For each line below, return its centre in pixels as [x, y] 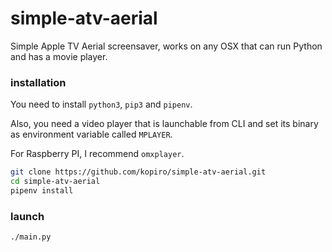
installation [38, 82]
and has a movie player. [59, 56]
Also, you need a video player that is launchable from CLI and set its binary [164, 124]
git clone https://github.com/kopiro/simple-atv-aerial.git [138, 172]
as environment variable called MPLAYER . [91, 134]
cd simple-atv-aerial [55, 182]
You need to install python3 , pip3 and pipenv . [101, 104]
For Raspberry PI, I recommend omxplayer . [97, 154]
